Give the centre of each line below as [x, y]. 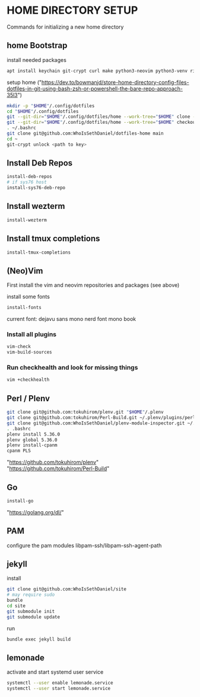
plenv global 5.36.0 [32, 440]
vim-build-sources [29, 352]
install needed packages [37, 60]
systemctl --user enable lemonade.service [60, 683]
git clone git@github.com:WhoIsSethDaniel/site [67, 589]
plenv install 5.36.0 [34, 434]
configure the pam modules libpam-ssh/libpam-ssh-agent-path [84, 545]
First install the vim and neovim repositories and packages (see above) [93, 285]
